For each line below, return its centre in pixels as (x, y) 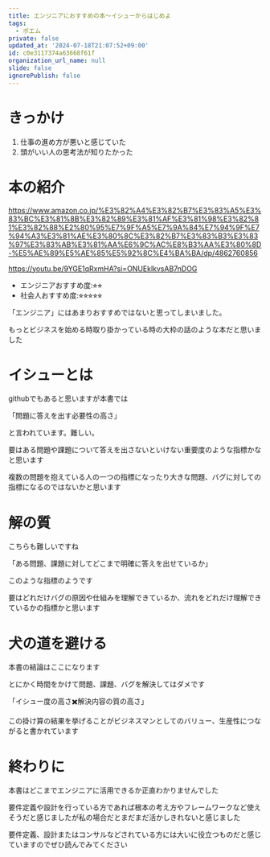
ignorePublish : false (45, 76)
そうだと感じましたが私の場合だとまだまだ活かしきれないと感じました (125, 818)
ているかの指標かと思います (54, 608)
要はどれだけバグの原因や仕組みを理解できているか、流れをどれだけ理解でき (135, 598)
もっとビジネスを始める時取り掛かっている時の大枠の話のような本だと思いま (135, 329)
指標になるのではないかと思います (65, 487)
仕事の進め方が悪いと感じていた (73, 142)
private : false (34, 38)
